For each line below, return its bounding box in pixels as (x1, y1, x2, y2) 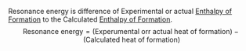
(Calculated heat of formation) (82, 35, 181, 44)
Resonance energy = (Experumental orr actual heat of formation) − (22, 27, 239, 36)
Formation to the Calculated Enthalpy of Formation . (8, 15, 172, 24)
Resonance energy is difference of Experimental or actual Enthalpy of (8, 7, 233, 15)
